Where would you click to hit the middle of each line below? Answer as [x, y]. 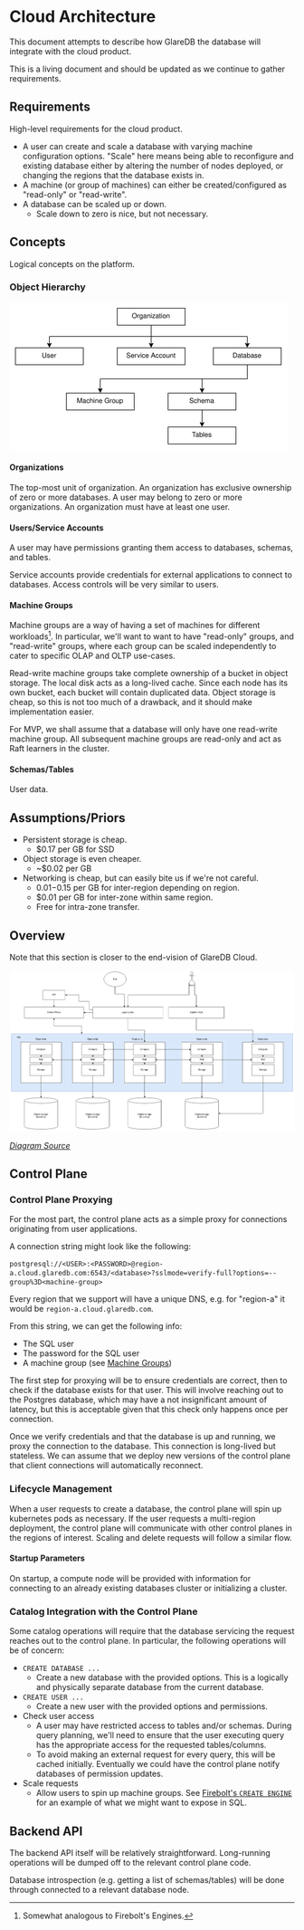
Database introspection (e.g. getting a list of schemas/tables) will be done [147, 1880]
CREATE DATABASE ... [61, 1669]
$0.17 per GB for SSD [75, 849]
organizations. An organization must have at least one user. [120, 507]
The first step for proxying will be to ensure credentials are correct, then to [148, 1381]
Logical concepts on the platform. [72, 263]
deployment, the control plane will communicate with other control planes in [151, 1528]
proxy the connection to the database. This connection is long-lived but [142, 1447]
